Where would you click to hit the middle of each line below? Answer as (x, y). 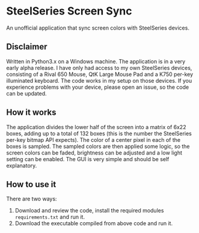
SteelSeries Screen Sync (69, 11)
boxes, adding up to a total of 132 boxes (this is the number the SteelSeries (99, 133)
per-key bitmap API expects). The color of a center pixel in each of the (93, 139)
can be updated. (26, 93)
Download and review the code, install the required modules (89, 211)
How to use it (31, 184)
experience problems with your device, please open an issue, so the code (98, 87)
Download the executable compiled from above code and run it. (94, 223)
